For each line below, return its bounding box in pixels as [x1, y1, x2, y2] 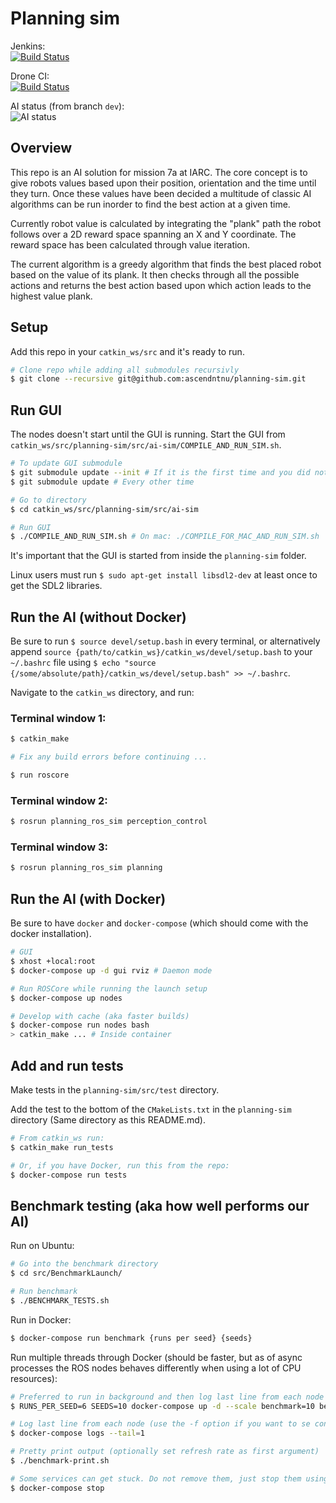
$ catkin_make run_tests [10, 1142, 114, 1152]
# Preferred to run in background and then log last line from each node [10, 1392, 325, 1402]
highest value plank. [10, 290, 93, 302]
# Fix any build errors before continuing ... [10, 752, 208, 762]
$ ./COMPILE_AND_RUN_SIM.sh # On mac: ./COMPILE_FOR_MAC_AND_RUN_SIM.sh [10, 532, 320, 542]
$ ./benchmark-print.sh [10, 1456, 110, 1466]
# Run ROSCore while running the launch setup [10, 983, 208, 994]
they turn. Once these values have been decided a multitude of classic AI [10, 187, 312, 199]
